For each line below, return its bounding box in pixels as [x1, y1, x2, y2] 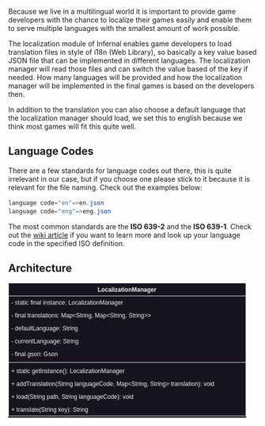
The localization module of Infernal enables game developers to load [8, 39, 232, 48]
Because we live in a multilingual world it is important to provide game [8, 7, 236, 16]
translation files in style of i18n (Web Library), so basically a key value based [8, 48, 257, 56]
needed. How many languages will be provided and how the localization [8, 73, 243, 82]
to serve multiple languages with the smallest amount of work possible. [8, 24, 240, 33]
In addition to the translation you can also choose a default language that [8, 105, 246, 114]
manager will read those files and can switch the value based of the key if [8, 64, 248, 74]
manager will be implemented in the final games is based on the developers [8, 81, 255, 90]
